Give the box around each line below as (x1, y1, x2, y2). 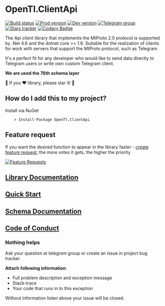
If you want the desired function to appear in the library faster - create (5, 144, 149, 150)
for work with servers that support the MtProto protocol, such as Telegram (5, 45, 158, 51)
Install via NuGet (5, 107, 39, 113)
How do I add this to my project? (5, 94, 107, 103)
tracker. (5, 256, 21, 262)
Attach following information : (5, 265, 67, 271)
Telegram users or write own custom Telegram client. (5, 60, 114, 66)
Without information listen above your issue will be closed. (5, 295, 125, 301)
